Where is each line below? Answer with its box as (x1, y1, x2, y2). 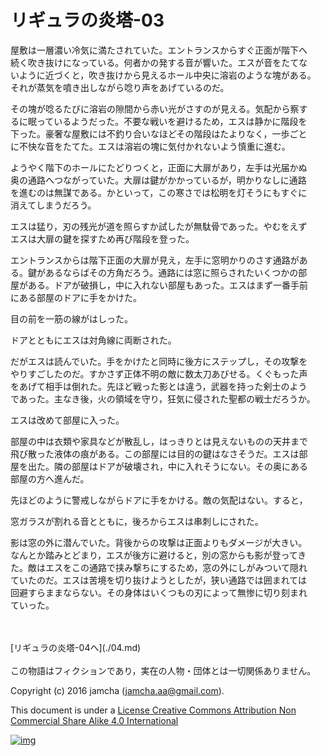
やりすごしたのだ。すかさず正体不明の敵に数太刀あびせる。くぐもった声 (10, 367, 308, 380)
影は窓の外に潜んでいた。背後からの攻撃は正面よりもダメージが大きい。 (10, 536, 308, 548)
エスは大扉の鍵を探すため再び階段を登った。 (10, 232, 195, 245)
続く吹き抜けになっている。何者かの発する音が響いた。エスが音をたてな (10, 56, 308, 68)
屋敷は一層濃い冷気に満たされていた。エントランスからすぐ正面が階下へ (10, 44, 308, 56)
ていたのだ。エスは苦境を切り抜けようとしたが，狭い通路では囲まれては (10, 574, 308, 586)
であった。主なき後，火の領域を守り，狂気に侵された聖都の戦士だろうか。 (10, 392, 316, 405)
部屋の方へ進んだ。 (10, 472, 90, 485)
